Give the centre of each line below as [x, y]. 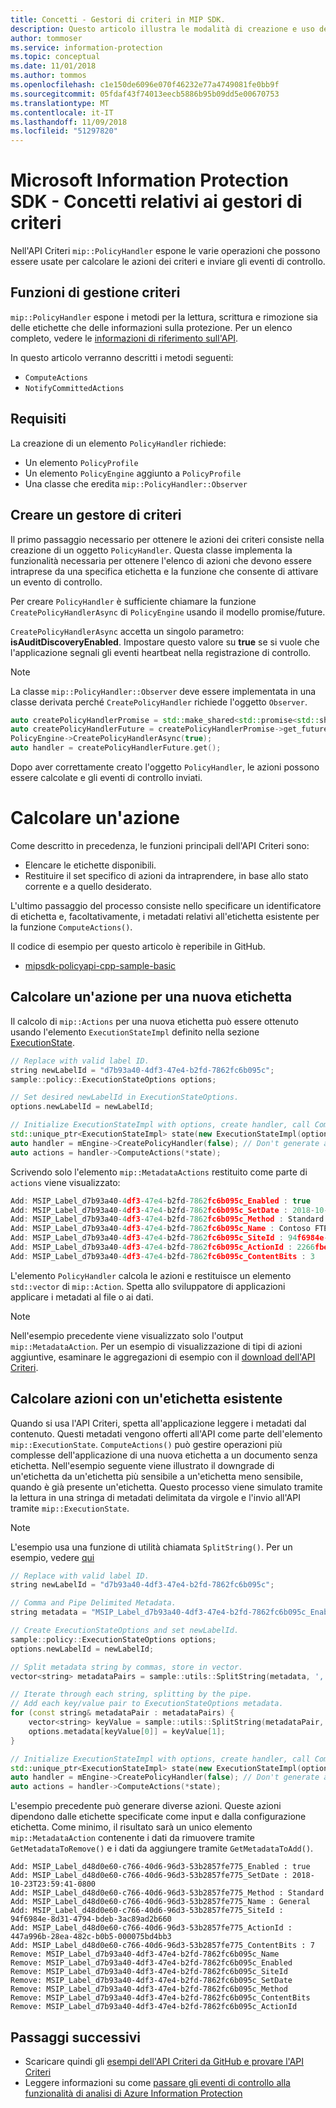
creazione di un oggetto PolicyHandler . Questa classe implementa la [151, 550]
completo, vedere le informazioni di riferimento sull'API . [124, 338]
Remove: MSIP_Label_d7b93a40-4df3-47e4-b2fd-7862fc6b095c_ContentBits [160, 1998]
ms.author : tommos [48, 76]
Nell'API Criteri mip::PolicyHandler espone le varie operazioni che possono [165, 251]
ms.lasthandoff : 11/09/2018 [69, 122]
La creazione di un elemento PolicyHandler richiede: [118, 443]
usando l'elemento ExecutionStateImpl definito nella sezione [135, 1032]
